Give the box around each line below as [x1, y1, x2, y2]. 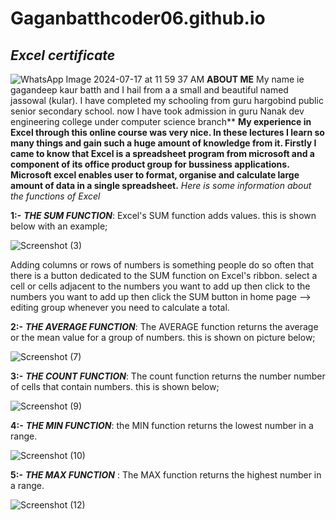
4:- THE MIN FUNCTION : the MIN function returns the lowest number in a [10, 420, 314, 431]
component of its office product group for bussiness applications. [10, 158, 290, 170]
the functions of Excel [10, 190, 101, 202]
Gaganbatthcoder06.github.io [10, 7, 266, 30]
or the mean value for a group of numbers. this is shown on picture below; [10, 332, 316, 343]
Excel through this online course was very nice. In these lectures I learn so [10, 127, 325, 138]
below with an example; [10, 220, 108, 232]
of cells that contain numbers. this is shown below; [10, 381, 220, 392]
